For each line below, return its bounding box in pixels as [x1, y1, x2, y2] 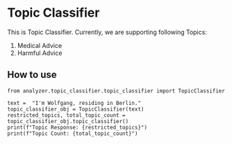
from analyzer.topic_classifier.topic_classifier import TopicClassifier [7, 87, 226, 95]
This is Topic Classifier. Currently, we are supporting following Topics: [7, 28, 207, 36]
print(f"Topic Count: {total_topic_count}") [7, 130, 138, 137]
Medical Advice [17, 41, 63, 49]
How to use [7, 69, 57, 81]
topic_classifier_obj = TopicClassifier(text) [7, 106, 144, 113]
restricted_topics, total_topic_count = [7, 111, 126, 119]
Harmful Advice [17, 49, 63, 57]
